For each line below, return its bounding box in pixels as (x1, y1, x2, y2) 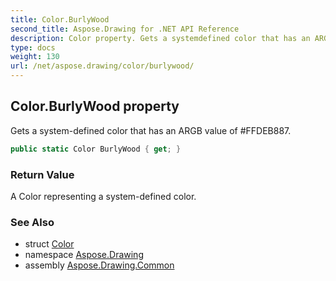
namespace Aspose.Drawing (24, 249, 144, 261)
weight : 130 (10, 52, 60, 62)
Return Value (10, 167, 75, 181)
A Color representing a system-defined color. (10, 190, 197, 202)
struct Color (24, 238, 75, 250)
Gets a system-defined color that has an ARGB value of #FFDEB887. (10, 124, 292, 136)
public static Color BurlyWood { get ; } (10, 144, 182, 154)
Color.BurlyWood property (10, 98, 180, 115)
